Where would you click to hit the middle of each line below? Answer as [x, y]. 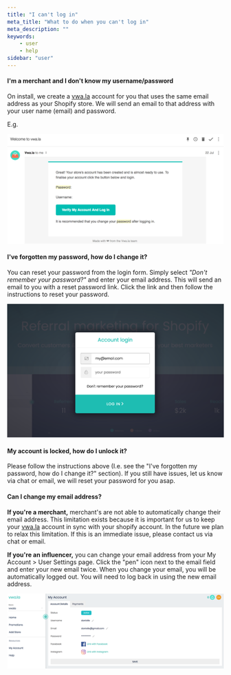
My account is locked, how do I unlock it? [67, 450]
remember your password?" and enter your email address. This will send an [114, 280]
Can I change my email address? [54, 497]
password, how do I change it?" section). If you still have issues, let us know [115, 474]
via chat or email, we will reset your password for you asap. [91, 481]
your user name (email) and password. [62, 111]
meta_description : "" [38, 29]
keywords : [21, 37]
